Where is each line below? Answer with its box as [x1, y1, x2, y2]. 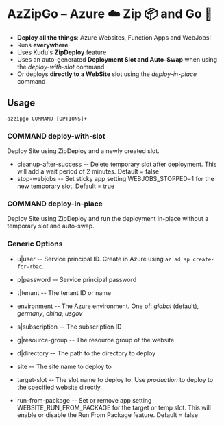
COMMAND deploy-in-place [7, 199, 103, 209]
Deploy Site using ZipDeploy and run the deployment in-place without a [7, 215, 209, 223]
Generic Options [7, 239, 63, 248]
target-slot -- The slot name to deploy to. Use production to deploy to [16, 375, 214, 383]
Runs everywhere [16, 40, 69, 49]
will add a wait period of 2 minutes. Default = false [16, 167, 160, 176]
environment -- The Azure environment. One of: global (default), [16, 302, 199, 310]
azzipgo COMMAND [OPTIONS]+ [7, 115, 88, 122]
